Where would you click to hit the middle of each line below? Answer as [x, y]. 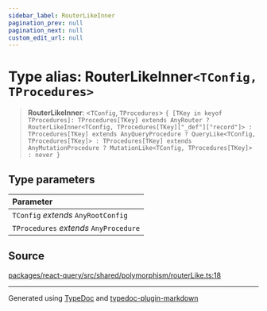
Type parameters [52, 179]
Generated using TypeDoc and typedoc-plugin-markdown [103, 298]
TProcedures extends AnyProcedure [76, 228]
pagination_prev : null [46, 23]
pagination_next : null [46, 30]
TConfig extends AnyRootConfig [70, 215]
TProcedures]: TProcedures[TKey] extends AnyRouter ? [118, 121]
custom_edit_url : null [46, 38]
